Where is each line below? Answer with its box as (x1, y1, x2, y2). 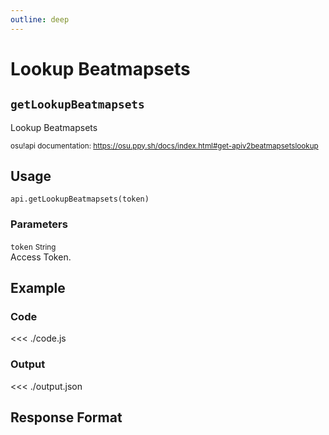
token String (10, 242, 57, 252)
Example (10, 280, 66, 297)
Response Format (10, 409, 123, 426)
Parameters (10, 217, 68, 231)
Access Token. (10, 251, 72, 263)
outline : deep (10, 14, 70, 25)
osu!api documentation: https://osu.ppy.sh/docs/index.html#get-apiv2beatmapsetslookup (10, 141, 319, 151)
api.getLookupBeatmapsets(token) (10, 194, 150, 205)
